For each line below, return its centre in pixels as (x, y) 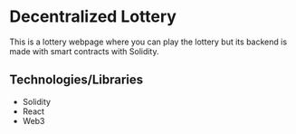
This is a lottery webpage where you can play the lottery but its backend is (148, 42)
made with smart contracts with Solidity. (85, 51)
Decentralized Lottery (93, 17)
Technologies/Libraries (76, 80)
